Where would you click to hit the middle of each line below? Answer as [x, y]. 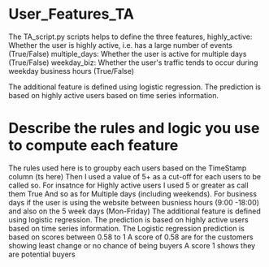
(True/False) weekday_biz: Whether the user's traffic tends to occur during [133, 62]
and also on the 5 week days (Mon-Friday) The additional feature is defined [135, 211]
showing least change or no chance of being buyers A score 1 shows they [132, 245]
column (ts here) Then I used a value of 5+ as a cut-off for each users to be [135, 176]
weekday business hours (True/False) [72, 71]
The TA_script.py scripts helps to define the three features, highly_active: [130, 37]
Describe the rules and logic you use [134, 129]
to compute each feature [93, 146]
